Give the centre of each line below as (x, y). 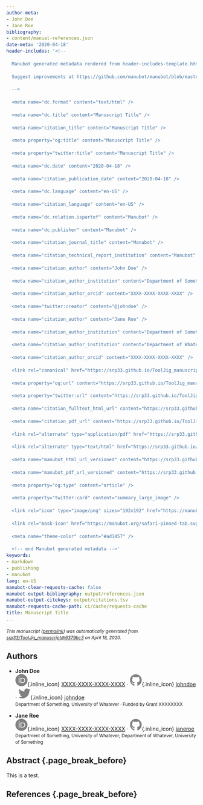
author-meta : (23, 13)
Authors (22, 656)
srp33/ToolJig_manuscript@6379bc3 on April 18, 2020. (64, 638)
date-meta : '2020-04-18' (37, 45)
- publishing (23, 568)
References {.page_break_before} (72, 794)
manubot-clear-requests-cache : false (54, 587)
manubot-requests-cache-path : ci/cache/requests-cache (77, 606)
